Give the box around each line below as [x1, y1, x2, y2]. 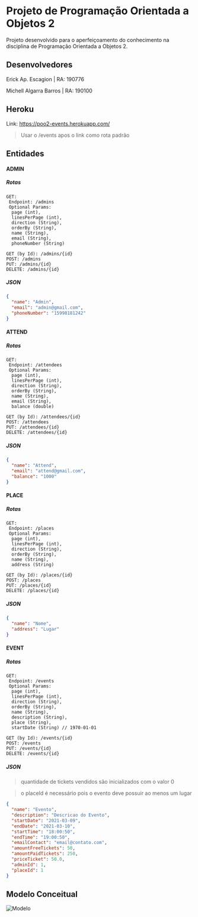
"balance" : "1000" [11, 474, 58, 480]
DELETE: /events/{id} [6, 751, 60, 757]
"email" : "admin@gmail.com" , [11, 305, 84, 311]
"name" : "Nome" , [11, 621, 52, 627]
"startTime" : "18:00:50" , [11, 829, 76, 835]
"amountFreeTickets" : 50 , [11, 845, 76, 851]
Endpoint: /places [8, 526, 55, 532]
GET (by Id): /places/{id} [6, 572, 73, 579]
